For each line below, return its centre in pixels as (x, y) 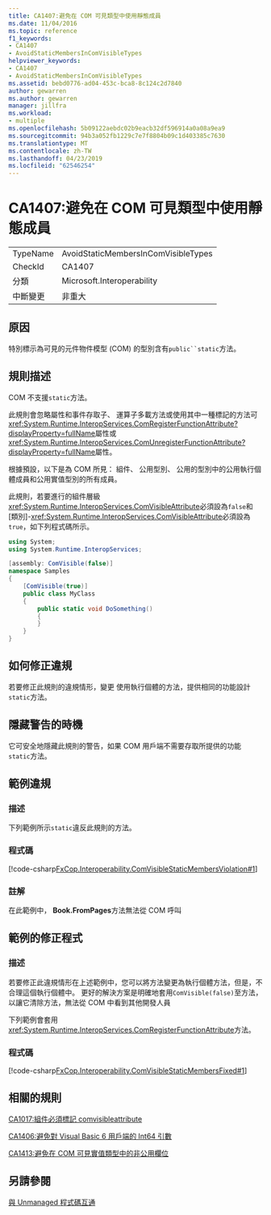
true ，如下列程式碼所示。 (51, 526)
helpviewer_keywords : (45, 61)
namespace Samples (39, 571)
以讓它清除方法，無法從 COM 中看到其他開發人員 (90, 1002)
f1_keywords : (30, 38)
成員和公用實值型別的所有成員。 (68, 479)
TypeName (33, 253)
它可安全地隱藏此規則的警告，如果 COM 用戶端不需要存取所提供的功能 (125, 745)
